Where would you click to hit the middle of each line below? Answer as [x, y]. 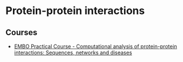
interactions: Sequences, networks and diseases [73, 53]
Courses [21, 32]
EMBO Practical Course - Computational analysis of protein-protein [96, 46]
